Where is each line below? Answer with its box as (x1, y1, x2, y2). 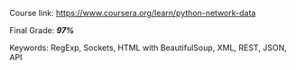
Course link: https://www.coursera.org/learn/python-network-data (9, 8, 256, 18)
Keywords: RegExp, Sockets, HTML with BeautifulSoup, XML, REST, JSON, (9, 42, 287, 53)
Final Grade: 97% (9, 25, 75, 35)
